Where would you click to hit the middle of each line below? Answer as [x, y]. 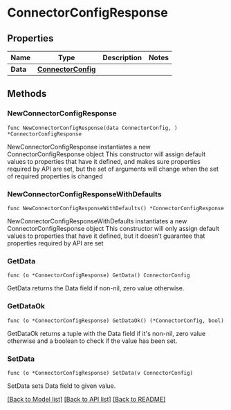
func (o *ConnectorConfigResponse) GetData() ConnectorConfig [99, 276]
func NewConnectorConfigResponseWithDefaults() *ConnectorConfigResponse [116, 208]
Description [122, 58]
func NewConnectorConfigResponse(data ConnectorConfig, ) [92, 128]
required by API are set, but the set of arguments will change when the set [113, 169]
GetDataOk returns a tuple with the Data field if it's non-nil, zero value [107, 333]
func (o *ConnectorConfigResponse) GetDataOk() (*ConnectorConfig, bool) [116, 320]
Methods [27, 94]
